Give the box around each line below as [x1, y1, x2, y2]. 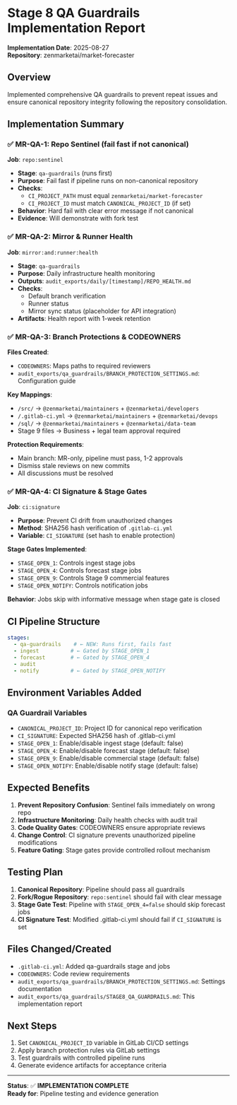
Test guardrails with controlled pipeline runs [17, 1053, 146, 1062]
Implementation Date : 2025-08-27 [7, 43, 109, 52]
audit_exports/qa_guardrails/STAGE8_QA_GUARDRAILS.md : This [17, 992, 195, 1000]
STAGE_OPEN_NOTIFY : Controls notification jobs [17, 581, 148, 590]
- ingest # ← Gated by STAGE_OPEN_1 [13, 647, 150, 655]
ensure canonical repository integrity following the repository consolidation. [7, 98, 228, 106]
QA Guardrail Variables [7, 708, 87, 718]
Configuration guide [17, 377, 76, 385]
